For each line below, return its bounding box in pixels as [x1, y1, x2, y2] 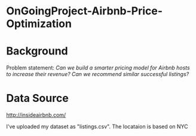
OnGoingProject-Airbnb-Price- [6, 4, 163, 18]
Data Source [6, 92, 69, 105]
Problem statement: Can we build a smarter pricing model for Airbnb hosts [6, 64, 190, 71]
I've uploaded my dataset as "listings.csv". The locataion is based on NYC [6, 123, 188, 130]
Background [6, 44, 68, 58]
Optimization [6, 17, 72, 31]
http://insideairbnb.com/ [6, 111, 66, 119]
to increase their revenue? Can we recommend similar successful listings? [6, 71, 189, 78]
